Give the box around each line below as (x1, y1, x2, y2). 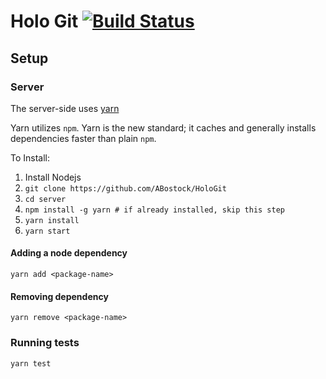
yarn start (24, 226, 71, 236)
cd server (24, 194, 67, 204)
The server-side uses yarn (10, 102, 120, 114)
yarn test (10, 358, 52, 369)
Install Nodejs (24, 171, 82, 183)
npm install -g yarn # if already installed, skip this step (24, 205, 286, 215)
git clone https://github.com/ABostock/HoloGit (24, 183, 227, 194)
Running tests (10, 336, 80, 350)
